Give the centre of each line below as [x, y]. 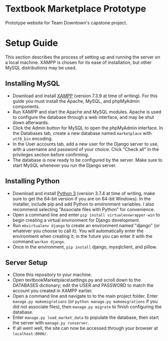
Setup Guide [32, 43]
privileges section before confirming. [51, 155]
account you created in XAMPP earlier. [53, 291]
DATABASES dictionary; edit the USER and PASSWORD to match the [83, 286]
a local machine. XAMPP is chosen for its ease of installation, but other [78, 62]
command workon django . [39, 241]
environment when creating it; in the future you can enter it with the [82, 236]
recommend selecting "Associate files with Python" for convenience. [83, 209]
